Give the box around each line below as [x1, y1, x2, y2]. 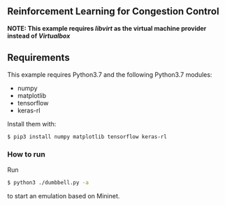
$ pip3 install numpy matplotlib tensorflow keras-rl [7, 133, 168, 140]
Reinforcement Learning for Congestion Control [7, 6, 219, 17]
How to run [7, 149, 45, 159]
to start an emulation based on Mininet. [7, 191, 120, 200]
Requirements [7, 52, 70, 64]
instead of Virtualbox [7, 31, 71, 40]
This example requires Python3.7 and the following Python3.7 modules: [7, 70, 212, 79]
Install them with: [7, 119, 57, 128]
